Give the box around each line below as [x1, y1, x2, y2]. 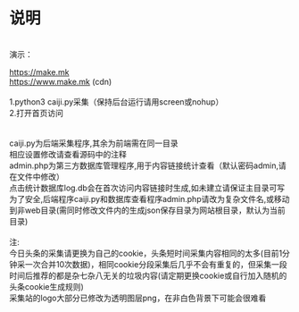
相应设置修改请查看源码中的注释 [9, 148, 127, 159]
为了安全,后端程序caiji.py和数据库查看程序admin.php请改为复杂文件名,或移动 [9, 193, 290, 204]
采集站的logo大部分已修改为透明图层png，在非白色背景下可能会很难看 [9, 292, 267, 303]
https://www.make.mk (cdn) [9, 76, 112, 87]
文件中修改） [16, 171, 64, 181]
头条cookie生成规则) [9, 281, 85, 291]
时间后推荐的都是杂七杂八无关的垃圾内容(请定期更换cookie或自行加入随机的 [9, 270, 287, 281]
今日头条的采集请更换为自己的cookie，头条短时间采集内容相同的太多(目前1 [9, 248, 283, 258]
